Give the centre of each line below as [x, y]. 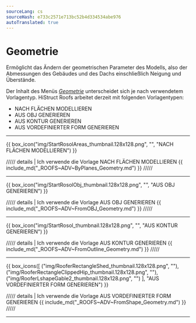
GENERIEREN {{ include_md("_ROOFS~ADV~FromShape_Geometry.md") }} [96, 303]
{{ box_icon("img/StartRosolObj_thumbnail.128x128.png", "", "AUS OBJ [90, 185]
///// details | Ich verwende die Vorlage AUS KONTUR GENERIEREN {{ [89, 243]
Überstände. [21, 80]
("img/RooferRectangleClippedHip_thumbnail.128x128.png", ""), [82, 272]
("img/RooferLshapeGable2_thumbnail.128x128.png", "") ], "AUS [83, 279]
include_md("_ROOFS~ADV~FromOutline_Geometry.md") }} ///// [83, 249]
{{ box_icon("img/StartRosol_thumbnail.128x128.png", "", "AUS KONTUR [92, 225]
